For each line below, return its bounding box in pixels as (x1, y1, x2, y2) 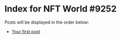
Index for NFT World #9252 (4, 3, 117, 14)
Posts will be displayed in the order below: (4, 19, 89, 25)
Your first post (11, 28, 40, 34)
